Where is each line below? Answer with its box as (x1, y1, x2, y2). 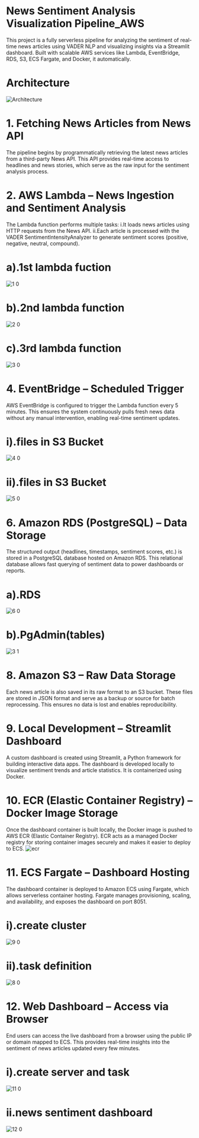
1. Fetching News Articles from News (6, 117, 191, 130)
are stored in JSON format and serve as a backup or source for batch (6, 695, 175, 702)
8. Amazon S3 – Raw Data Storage (6, 669, 176, 682)
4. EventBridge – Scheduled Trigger (6, 382, 184, 396)
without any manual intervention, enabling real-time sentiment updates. (6, 414, 181, 421)
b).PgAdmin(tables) (6, 628, 105, 642)
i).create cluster (6, 919, 87, 932)
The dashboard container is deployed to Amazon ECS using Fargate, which (6, 885, 190, 892)
